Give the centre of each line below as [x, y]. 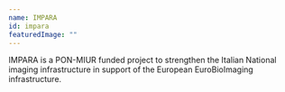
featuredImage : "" [43, 34]
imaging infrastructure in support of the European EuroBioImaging [131, 69]
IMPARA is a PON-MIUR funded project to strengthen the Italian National [142, 60]
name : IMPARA [33, 18]
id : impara [29, 26]
